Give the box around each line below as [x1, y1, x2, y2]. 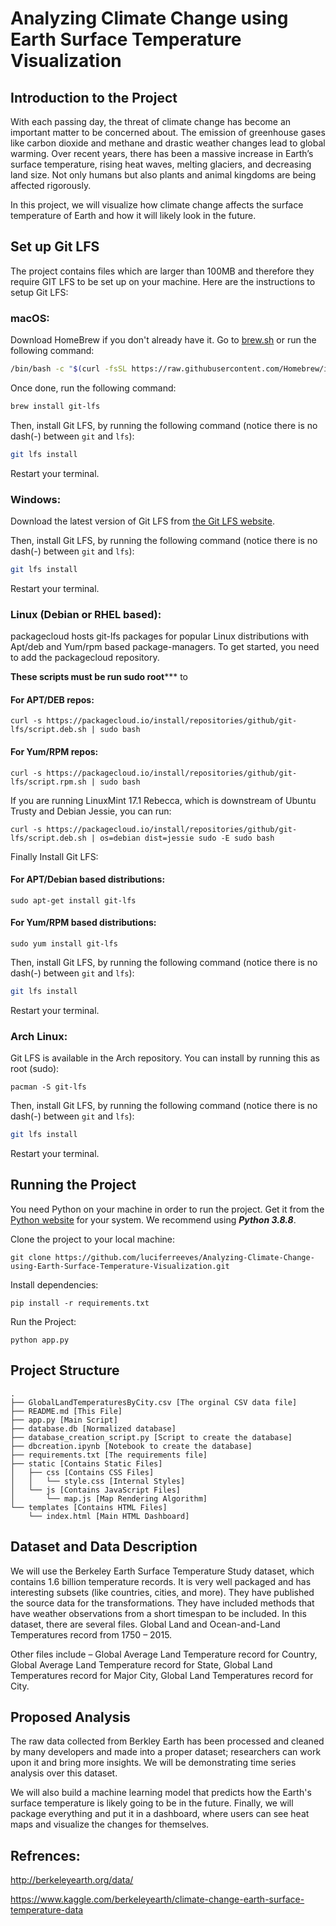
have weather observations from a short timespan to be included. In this [10, 1607, 307, 1619]
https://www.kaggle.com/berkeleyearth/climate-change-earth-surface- [10, 1893, 305, 1906]
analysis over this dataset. [10, 1767, 118, 1779]
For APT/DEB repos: [10, 693, 95, 706]
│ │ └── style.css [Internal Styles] [10, 1476, 186, 1486]
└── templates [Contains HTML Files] [10, 1502, 168, 1512]
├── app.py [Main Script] [10, 1415, 118, 1425]
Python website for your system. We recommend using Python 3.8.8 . [10, 1213, 297, 1226]
